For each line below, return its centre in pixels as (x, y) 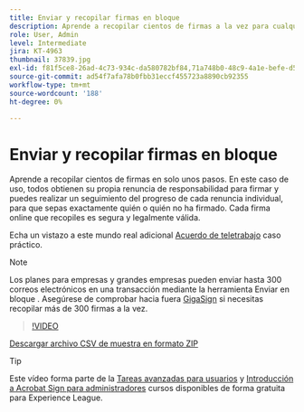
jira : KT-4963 (36, 51)
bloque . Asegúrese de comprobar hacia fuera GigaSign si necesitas (137, 299)
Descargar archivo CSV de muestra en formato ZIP (104, 343)
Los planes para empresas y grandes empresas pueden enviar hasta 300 (146, 280)
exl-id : (24, 69)
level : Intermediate (48, 43)
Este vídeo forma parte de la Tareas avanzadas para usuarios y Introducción (152, 379)
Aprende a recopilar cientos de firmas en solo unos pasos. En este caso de (149, 179)
